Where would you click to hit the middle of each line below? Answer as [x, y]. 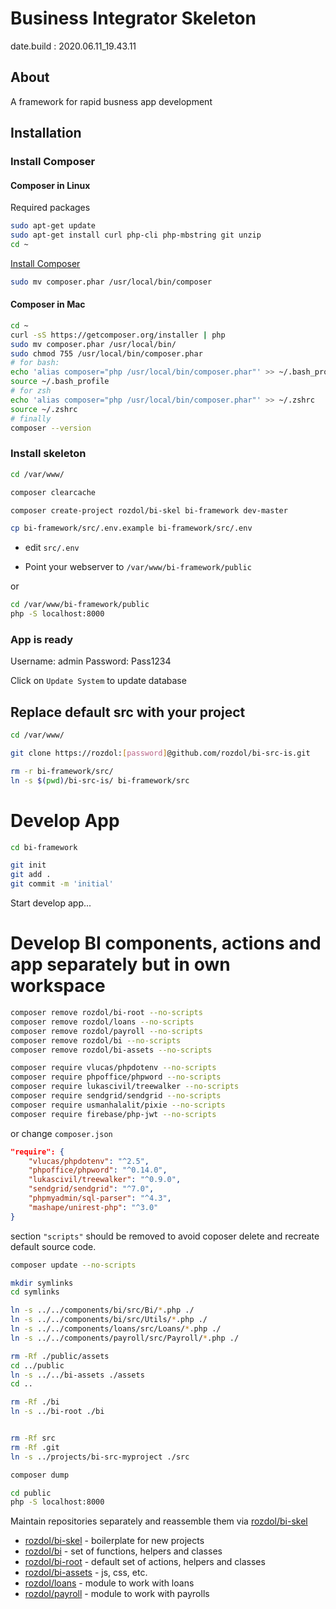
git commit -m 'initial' [62, 884]
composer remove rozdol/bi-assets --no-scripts [111, 1050]
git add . [31, 875]
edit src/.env [52, 548]
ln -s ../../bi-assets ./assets [77, 1375]
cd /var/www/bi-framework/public [80, 605]
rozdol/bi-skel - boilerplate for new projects [114, 1541]
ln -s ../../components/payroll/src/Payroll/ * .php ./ [125, 1338]
